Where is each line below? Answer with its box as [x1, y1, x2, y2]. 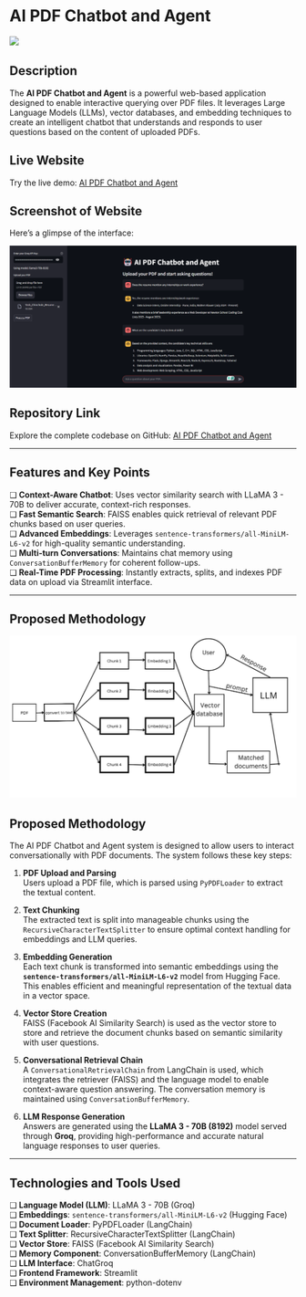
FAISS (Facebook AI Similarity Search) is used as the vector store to [22, 1018, 277, 1029]
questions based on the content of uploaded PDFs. [9, 126, 200, 137]
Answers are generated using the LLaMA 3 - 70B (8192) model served [22, 1121, 287, 1132]
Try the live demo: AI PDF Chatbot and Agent [9, 177, 178, 188]
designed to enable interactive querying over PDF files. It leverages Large [9, 97, 285, 108]
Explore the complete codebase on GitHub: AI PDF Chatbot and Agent [9, 430, 272, 441]
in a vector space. [22, 990, 91, 1001]
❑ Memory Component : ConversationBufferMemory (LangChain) [9, 1248, 257, 1259]
